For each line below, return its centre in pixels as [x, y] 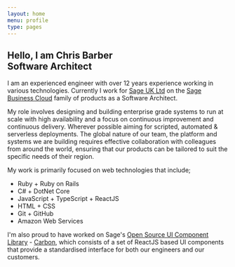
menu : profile [28, 20]
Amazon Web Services [50, 221]
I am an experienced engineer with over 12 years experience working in [110, 83]
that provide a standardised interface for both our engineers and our [106, 249]
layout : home [26, 14]
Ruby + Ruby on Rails [48, 184]
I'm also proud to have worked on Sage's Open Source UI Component [108, 235]
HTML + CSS [36, 206]
